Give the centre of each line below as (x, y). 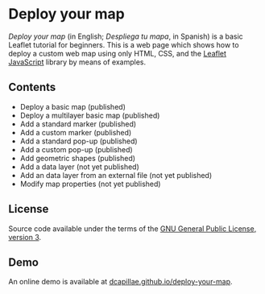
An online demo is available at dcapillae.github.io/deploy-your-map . (120, 282)
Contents (32, 87)
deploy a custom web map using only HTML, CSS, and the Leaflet (118, 53)
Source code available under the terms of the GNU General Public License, (132, 228)
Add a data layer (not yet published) (79, 167)
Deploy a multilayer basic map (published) (90, 115)
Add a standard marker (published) (78, 124)
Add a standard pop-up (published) (79, 141)
